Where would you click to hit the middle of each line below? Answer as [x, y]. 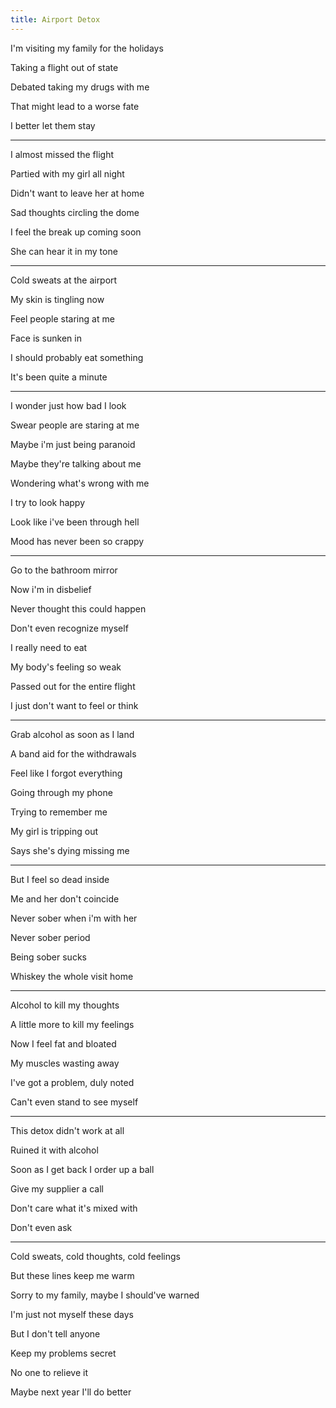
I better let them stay [53, 125]
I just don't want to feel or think [74, 705]
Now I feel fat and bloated [63, 1043]
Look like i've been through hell [75, 522]
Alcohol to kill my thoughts [65, 1005]
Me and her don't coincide [65, 898]
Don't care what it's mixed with [74, 1208]
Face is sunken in [46, 338]
